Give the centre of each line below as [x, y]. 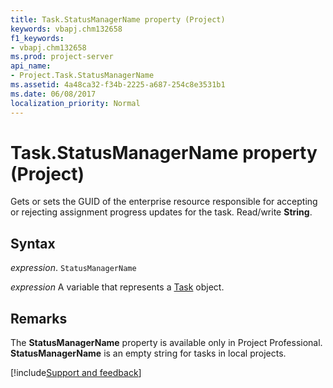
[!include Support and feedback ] [76, 373]
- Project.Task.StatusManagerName [82, 76]
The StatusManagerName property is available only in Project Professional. [166, 343]
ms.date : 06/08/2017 [53, 94]
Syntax [33, 243]
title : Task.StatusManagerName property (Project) [118, 19]
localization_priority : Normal [75, 103]
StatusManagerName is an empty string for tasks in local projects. [148, 353]
